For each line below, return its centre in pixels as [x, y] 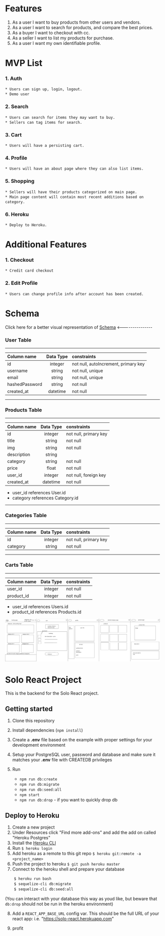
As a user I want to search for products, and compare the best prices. [82, 27]
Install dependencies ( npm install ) [48, 730]
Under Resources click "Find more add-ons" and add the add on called [84, 832]
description [19, 454]
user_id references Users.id [40, 607]
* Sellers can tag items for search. [44, 122]
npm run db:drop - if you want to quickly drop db [69, 800]
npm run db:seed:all [41, 790]
